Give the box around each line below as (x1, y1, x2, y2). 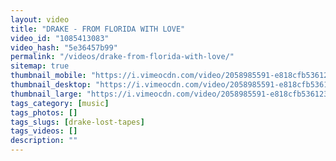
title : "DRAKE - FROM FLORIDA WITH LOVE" (10, 24, 186, 34)
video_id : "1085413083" (10, 33, 110, 43)
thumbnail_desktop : (10, 80, 92, 90)
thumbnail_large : (10, 89, 83, 99)
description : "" (10, 136, 78, 146)
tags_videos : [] (10, 126, 78, 136)
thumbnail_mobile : (10, 71, 87, 81)
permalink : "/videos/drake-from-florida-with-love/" (10, 52, 235, 62)
